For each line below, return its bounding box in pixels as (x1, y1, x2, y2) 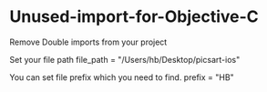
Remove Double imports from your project (9, 36, 168, 47)
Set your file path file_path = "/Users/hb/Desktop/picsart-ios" (9, 54, 241, 65)
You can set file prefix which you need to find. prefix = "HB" (9, 71, 234, 83)
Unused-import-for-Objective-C (9, 6, 260, 27)
